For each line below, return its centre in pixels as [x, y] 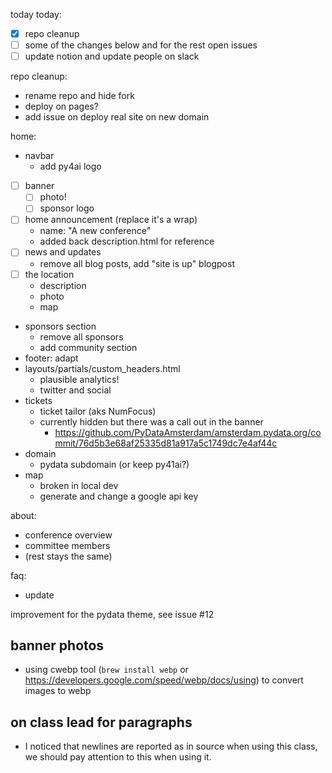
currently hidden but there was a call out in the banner [151, 421]
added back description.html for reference [127, 241]
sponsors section [60, 326]
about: [23, 515]
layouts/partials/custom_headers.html [102, 368]
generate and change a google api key [119, 496]
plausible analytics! [79, 379]
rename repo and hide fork [79, 96]
